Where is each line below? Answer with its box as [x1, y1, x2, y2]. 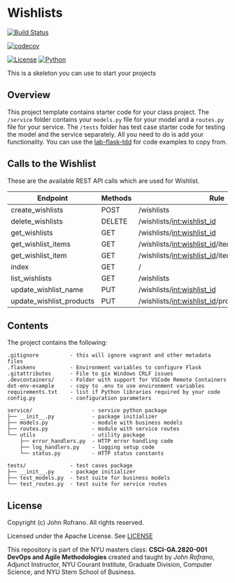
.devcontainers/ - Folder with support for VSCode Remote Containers [7, 376, 227, 383]
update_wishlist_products [10, 296, 94, 306]
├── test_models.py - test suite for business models [7, 474, 171, 481]
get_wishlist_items [10, 239, 71, 249]
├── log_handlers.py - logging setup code [20, 444, 155, 451]
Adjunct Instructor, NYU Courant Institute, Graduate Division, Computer [7, 561, 213, 569]
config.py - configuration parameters [7, 395, 152, 402]
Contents [7, 320, 49, 331]
